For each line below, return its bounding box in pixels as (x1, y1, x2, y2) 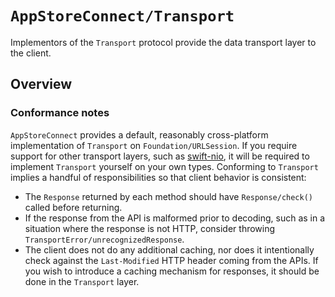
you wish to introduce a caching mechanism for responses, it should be (24, 265, 320, 277)
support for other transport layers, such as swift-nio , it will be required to (10, 150, 310, 162)
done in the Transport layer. (24, 275, 140, 287)
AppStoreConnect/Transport (10, 7, 235, 26)
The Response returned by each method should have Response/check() (24, 190, 314, 202)
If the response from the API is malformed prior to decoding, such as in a (24, 212, 326, 224)
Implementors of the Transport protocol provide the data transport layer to (10, 36, 317, 48)
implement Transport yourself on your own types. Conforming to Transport (10, 160, 319, 172)
